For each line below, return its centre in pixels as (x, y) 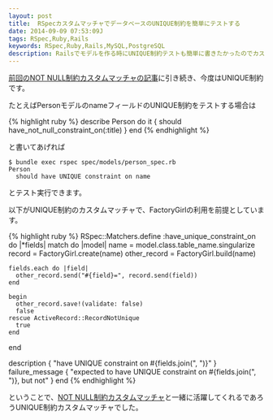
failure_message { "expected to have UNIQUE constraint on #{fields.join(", (132, 372)
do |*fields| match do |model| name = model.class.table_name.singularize (132, 245)
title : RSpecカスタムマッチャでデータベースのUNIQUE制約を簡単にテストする (125, 24)
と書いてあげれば (37, 147)
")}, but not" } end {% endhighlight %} (72, 380)
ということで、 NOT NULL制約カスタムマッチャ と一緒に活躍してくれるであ (133, 397)
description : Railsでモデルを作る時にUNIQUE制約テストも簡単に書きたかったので (131, 54)
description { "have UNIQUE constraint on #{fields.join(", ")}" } (113, 363)
